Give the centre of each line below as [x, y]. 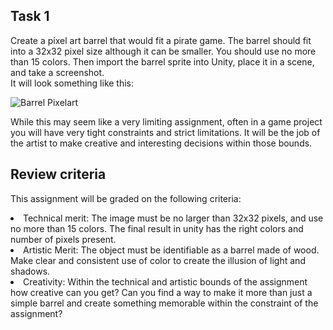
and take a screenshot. [57, 72]
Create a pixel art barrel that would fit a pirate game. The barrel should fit [161, 40]
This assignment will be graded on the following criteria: [126, 198]
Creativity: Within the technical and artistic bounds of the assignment [165, 281]
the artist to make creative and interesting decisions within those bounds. [161, 143]
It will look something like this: [72, 83]
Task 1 [30, 16]
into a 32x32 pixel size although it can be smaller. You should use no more [163, 51]
